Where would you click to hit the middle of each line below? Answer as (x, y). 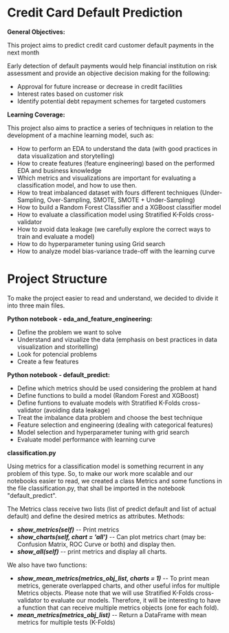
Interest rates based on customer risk (70, 94)
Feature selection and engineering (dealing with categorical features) (115, 425)
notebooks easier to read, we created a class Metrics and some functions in (115, 481)
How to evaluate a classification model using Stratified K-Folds (106, 214)
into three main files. (36, 305)
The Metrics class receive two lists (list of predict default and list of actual (112, 509)
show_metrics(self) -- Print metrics (68, 530)
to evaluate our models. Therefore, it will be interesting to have (132, 600)
